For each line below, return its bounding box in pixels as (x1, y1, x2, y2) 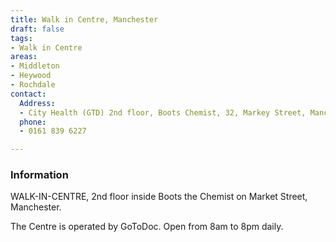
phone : (19, 117, 47, 127)
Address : (19, 98, 56, 108)
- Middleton (10, 61, 60, 71)
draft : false (10, 24, 65, 34)
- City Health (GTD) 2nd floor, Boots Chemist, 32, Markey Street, (19, 107, 307, 118)
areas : (10, 52, 38, 62)
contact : (10, 89, 47, 99)
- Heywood (10, 71, 52, 81)
